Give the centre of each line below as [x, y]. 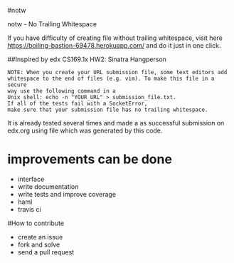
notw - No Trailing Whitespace [52, 24]
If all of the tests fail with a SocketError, [78, 103]
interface [31, 179]
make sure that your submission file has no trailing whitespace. [108, 110]
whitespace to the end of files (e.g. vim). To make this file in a [111, 78]
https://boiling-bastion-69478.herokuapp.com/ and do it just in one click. [114, 45]
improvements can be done [90, 159]
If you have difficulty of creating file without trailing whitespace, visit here [115, 38]
